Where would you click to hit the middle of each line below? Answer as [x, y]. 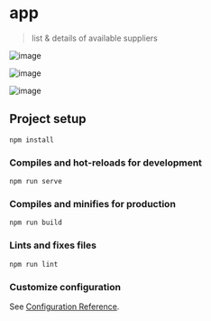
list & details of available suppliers [94, 38]
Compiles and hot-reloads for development [106, 163]
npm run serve [36, 182]
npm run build [36, 223]
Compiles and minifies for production [92, 203]
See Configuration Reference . [64, 307]
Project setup [48, 119]
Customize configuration [65, 287]
